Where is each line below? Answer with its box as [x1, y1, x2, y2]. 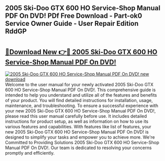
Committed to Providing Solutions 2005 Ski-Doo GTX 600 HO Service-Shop [5, 140, 160, 145]
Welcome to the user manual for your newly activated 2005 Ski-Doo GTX [5, 82, 154, 87]
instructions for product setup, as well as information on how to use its [5, 118, 149, 124]
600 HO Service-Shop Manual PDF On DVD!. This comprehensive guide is [5, 87, 156, 93]
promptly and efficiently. [5, 150, 55, 156]
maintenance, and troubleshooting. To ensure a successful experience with [5, 103, 159, 108]
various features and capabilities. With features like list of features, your [5, 124, 152, 129]
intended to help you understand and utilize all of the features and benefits [5, 92, 157, 98]
